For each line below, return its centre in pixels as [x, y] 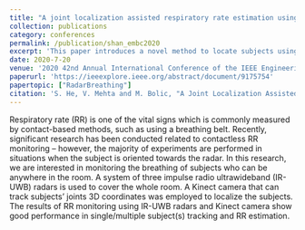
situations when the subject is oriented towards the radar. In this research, [148, 158]
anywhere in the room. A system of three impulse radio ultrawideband [140, 177]
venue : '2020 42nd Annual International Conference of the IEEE [133, 69]
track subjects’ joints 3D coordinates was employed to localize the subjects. [151, 196]
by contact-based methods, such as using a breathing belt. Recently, [138, 129]
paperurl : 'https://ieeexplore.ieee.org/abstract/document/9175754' [142, 77]
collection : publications [58, 26]
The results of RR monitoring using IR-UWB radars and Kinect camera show [151, 206]
